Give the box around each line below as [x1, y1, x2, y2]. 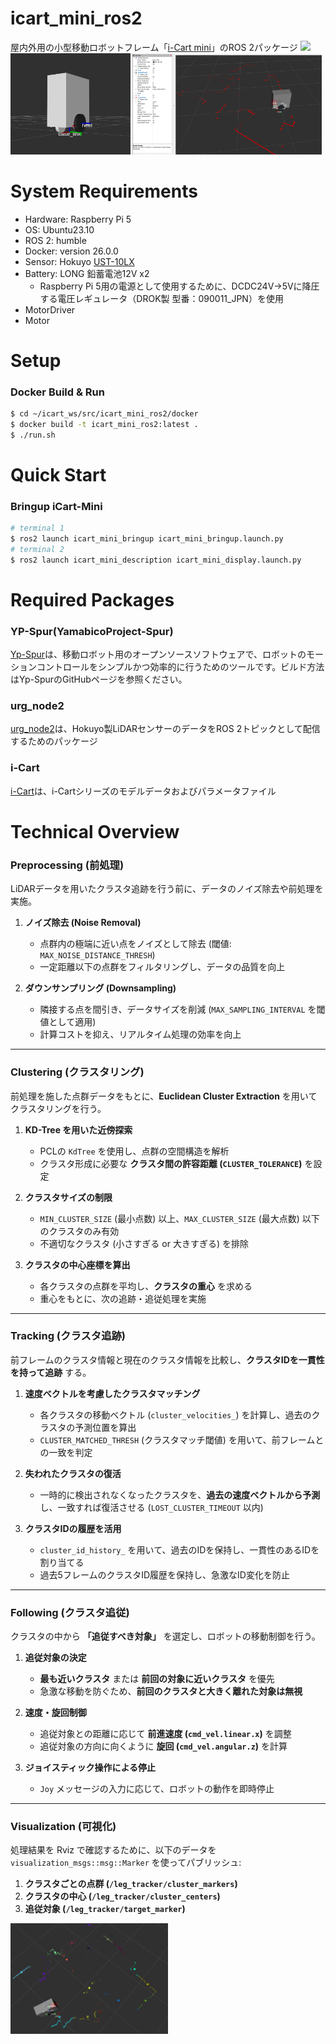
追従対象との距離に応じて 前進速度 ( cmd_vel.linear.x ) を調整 [39, 1728, 292, 1740]
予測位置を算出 [74, 1421, 137, 1433]
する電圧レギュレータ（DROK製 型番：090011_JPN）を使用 [39, 292, 284, 304]
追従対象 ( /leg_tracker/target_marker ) [24, 1903, 186, 1915]
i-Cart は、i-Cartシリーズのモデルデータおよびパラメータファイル [10, 785, 277, 797]
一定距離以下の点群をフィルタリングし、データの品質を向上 [39, 961, 286, 973]
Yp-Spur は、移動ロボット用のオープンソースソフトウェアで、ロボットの [10, 648, 307, 661]
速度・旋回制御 [24, 1707, 87, 1719]
